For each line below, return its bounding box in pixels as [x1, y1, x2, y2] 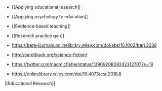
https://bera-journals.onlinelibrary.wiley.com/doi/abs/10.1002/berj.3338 [11, 42, 157, 48]
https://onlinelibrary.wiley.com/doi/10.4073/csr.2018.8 [11, 71, 121, 77]
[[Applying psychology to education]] [11, 14, 88, 19]
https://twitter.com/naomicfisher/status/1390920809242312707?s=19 [11, 61, 154, 67]
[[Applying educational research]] [11, 4, 81, 10]
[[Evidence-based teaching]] [11, 23, 71, 29]
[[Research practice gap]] [11, 33, 65, 38]
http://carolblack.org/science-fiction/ [11, 52, 87, 58]
